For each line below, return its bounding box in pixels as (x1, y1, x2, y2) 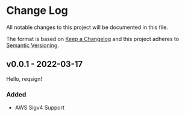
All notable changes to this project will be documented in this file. (6, 24, 169, 31)
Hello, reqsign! (6, 75, 43, 82)
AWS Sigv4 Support (14, 104, 65, 112)
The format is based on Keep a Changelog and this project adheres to (6, 35, 180, 42)
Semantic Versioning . (6, 42, 59, 49)
